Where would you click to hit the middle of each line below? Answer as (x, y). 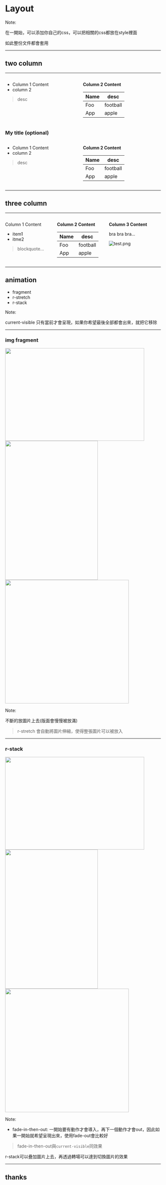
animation (21, 280)
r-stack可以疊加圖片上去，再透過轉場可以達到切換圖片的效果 (66, 1157)
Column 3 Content (128, 224)
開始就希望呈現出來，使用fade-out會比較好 (65, 1136)
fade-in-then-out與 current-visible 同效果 (60, 1146)
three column (26, 203)
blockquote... (31, 249)
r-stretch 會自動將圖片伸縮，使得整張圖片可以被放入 (70, 731)
